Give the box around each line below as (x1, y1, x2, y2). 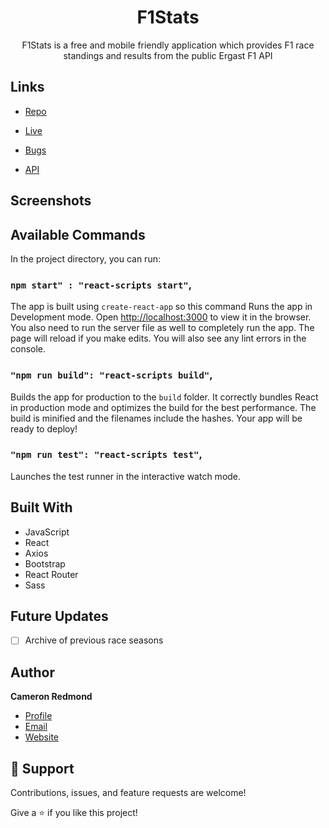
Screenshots (10, 192, 92, 210)
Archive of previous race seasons (24, 634, 164, 646)
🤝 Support (10, 760, 75, 777)
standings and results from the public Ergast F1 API (63, 49, 273, 61)
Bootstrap (24, 557, 66, 570)
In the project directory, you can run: (10, 252, 161, 265)
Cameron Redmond (10, 691, 93, 703)
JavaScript (24, 526, 70, 538)
